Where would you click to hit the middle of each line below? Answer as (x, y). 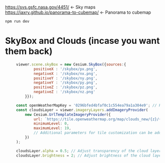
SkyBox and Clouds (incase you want (82, 41)
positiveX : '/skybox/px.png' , (66, 69)
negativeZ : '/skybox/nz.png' (65, 92)
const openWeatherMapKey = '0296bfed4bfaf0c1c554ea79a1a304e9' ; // (86, 105)
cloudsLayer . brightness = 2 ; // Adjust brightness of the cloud (83, 155)
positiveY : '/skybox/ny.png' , (66, 78)
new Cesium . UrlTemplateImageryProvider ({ (68, 114)
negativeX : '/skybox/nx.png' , (66, 73)
